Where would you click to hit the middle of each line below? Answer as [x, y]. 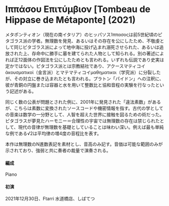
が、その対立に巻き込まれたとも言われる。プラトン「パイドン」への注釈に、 [84, 79]
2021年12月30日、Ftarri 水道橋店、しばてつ [50, 199]
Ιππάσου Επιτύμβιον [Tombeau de [78, 9]
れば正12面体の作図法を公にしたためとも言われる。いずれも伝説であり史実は [85, 59]
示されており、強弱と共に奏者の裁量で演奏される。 [58, 150]
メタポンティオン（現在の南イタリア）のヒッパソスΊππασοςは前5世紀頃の [81, 34]
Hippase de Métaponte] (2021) [71, 20]
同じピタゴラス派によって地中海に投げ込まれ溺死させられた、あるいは [87, 47]
